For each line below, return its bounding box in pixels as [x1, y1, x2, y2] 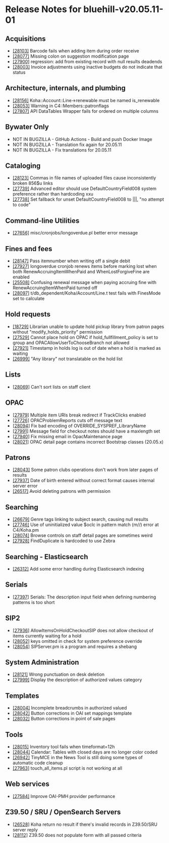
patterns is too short [12, 599, 55, 605]
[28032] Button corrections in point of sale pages [12, 716, 116, 722]
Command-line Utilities [5, 216, 80, 225]
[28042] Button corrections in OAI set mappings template [12, 710, 132, 716]
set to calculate [12, 296, 45, 302]
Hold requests [5, 310, 50, 319]
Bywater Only [5, 123, 49, 131]
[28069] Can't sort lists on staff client [12, 384, 91, 390]
